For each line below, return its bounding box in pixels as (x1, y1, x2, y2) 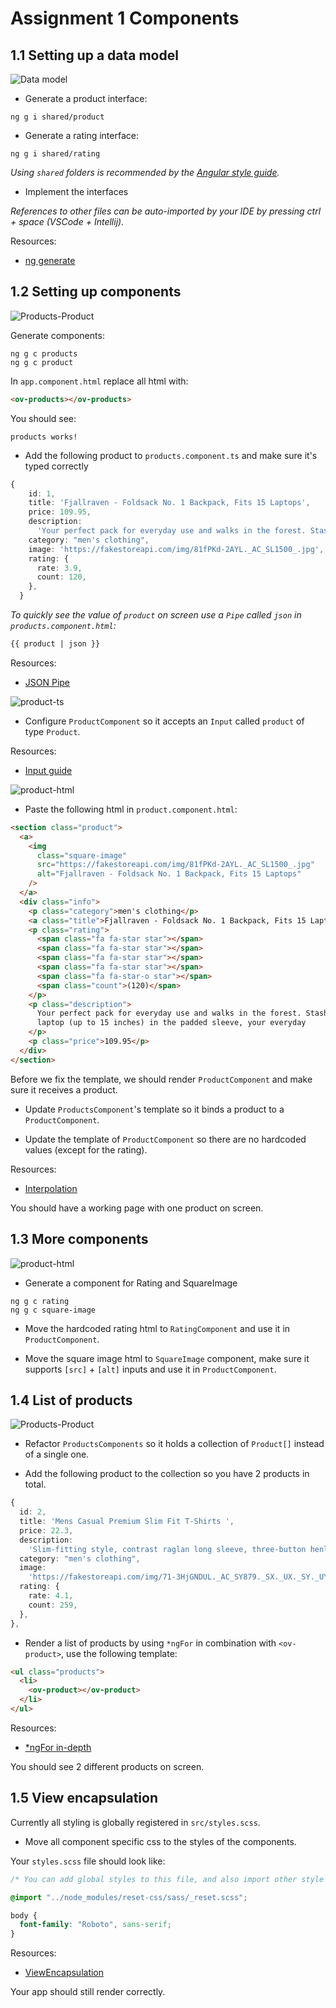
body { (10, 1910, 38, 1921)
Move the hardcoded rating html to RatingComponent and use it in (24, 1322, 291, 1334)
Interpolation (24, 1182, 78, 1194)
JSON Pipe (24, 676, 71, 688)
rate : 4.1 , (28, 1591, 74, 1601)
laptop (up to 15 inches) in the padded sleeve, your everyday (36, 1018, 307, 1028)
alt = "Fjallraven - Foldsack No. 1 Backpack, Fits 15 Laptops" (36, 869, 302, 879)
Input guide (24, 764, 73, 776)
